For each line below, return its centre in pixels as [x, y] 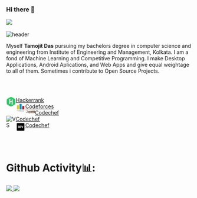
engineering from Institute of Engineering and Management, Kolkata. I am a [97, 52]
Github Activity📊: [51, 168]
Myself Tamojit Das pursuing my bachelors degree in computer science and [99, 46]
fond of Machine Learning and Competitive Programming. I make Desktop [96, 59]
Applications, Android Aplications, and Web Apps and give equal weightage [98, 65]
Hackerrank [30, 100]
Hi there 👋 [21, 9]
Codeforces [40, 106]
